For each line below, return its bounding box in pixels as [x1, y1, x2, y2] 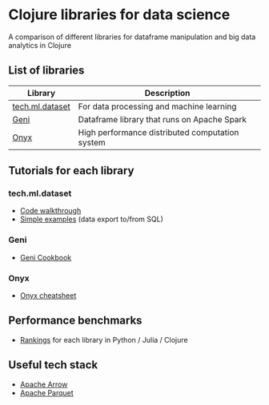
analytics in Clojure [8, 40, 72, 50]
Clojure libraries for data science [8, 6, 231, 24]
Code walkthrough [19, 206, 82, 216]
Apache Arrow [19, 379, 68, 389]
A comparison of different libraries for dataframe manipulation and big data [8, 32, 256, 42]
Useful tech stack [8, 358, 98, 372]
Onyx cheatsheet [19, 291, 77, 300]
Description [144, 87, 191, 98]
